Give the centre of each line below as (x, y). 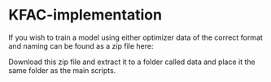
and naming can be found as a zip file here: (81, 45)
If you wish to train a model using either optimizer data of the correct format (135, 37)
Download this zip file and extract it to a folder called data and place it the (132, 62)
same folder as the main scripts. (62, 70)
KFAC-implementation (85, 15)
